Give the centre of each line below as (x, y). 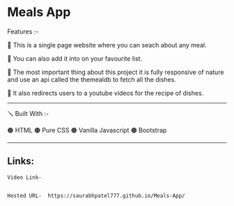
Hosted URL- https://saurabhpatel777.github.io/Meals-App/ (96, 196)
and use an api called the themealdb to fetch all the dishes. (92, 79)
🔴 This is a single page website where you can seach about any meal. (107, 45)
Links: (21, 161)
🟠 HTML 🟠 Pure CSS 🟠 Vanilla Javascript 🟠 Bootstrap (87, 130)
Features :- (23, 31)
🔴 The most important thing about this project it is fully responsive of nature (116, 72)
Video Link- (24, 177)
